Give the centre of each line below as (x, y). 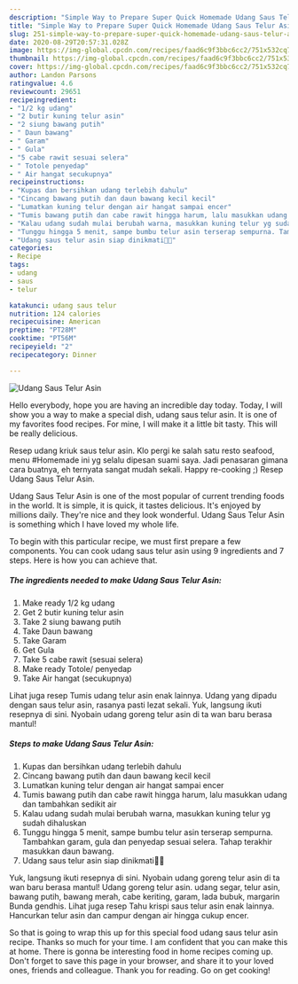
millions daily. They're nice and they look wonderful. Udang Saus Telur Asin (147, 514)
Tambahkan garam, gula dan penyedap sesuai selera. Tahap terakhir (147, 841)
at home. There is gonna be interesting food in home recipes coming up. (141, 951)
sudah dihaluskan (54, 823)
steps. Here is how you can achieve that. (83, 560)
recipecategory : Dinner (53, 355)
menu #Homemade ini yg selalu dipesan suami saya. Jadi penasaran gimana (149, 460)
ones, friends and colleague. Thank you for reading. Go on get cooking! (140, 970)
